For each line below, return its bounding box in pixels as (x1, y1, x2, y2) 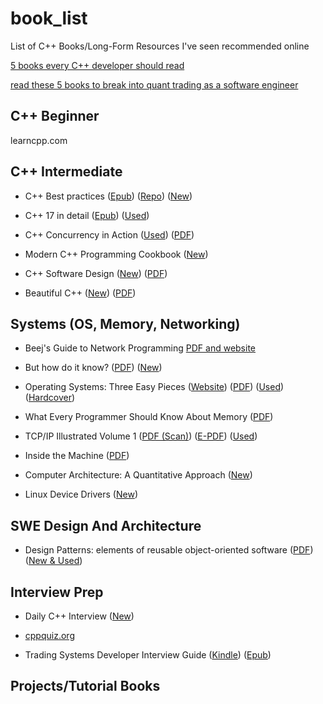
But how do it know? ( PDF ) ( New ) (24, 362, 163, 374)
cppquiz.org (24, 630, 75, 641)
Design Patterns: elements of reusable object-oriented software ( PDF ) (24, 544, 314, 556)
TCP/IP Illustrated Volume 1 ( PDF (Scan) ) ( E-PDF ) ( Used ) (24, 430, 258, 442)
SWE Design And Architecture (10, 517, 202, 534)
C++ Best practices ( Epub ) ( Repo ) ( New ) (24, 190, 193, 202)
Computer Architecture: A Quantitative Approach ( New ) (24, 469, 253, 481)
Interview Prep (10, 583, 104, 601)
